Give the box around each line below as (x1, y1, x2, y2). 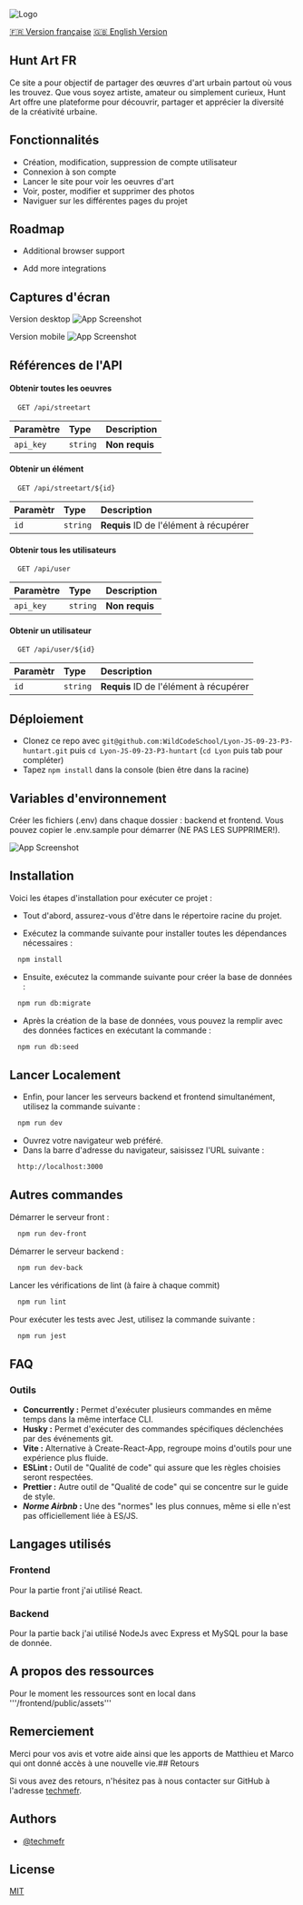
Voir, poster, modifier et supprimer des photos (22, 185, 195, 196)
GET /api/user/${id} (17, 645, 95, 654)
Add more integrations (22, 263, 107, 274)
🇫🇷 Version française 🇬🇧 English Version (9, 26, 168, 36)
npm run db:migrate (17, 998, 92, 1007)
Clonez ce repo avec (22, 736, 101, 747)
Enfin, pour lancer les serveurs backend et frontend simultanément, (22, 1091, 276, 1103)
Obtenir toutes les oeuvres (9, 382, 112, 394)
